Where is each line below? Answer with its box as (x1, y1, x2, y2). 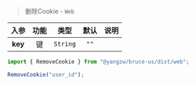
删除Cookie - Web (24, 7, 75, 15)
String (53, 40, 76, 48)
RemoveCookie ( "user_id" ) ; (7, 71, 84, 78)
